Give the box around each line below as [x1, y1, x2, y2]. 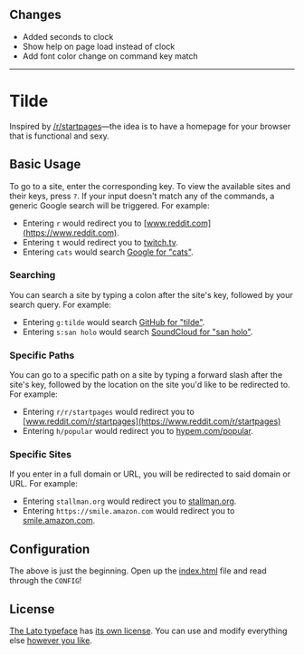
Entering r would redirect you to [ [22, 217, 147, 228]
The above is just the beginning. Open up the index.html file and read [9, 565, 267, 576]
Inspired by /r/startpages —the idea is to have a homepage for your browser [9, 120, 291, 131]
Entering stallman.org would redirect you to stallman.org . [22, 496, 237, 506]
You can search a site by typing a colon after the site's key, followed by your [9, 289, 294, 300]
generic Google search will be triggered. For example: [9, 199, 210, 211]
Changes [9, 7, 62, 23]
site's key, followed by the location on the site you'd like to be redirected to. [9, 380, 291, 390]
